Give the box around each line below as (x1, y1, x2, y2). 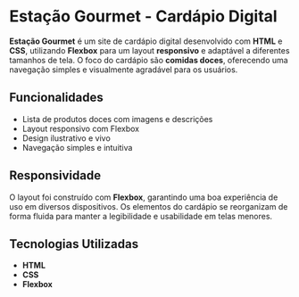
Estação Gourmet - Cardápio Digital (9, 6, 278, 27)
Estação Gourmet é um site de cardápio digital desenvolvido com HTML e (9, 36, 283, 46)
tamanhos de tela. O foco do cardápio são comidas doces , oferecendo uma (9, 54, 288, 65)
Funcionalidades (9, 90, 104, 105)
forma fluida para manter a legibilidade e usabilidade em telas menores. (9, 210, 273, 221)
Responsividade (9, 168, 101, 184)
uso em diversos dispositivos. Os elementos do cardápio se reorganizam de (9, 201, 288, 211)
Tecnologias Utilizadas (9, 236, 139, 252)
